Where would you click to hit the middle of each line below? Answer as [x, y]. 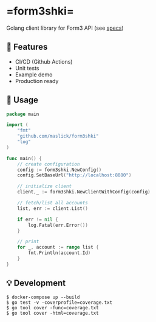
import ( [17, 125]
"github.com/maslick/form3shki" [58, 136]
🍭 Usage [22, 100]
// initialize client [44, 186]
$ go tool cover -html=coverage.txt [53, 313]
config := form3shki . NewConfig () [59, 170]
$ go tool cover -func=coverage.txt [53, 307]
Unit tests [27, 68]
